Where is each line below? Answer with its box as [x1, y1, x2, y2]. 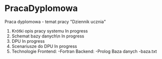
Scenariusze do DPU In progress [11, 43, 77, 49]
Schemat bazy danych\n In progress [11, 33, 85, 39]
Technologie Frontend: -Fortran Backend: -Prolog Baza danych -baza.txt [11, 48, 157, 54]
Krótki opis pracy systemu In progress [11, 28, 88, 34]
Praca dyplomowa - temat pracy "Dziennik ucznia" [4, 19, 106, 24]
